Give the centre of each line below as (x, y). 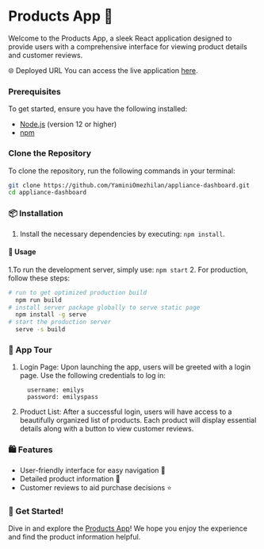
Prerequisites (34, 91)
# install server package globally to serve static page (104, 307)
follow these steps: (39, 278)
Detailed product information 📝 (70, 478)
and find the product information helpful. (75, 536)
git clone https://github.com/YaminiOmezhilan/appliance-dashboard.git (129, 185)
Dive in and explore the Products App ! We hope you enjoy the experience (128, 528)
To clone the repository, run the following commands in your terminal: (122, 171)
